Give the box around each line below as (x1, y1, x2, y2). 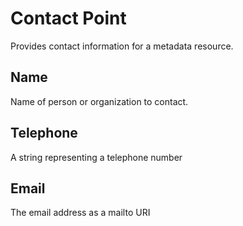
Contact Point (10, 7, 127, 30)
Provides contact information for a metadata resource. (10, 40, 234, 52)
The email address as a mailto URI (10, 207, 151, 219)
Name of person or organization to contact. (10, 95, 189, 107)
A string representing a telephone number (10, 151, 183, 163)
